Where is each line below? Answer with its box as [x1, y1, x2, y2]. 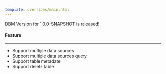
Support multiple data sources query [12, 53, 87, 59]
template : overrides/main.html [5, 7, 70, 12]
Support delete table [12, 63, 54, 69]
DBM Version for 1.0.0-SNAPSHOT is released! [5, 21, 100, 27]
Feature [5, 32, 21, 38]
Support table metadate [12, 58, 61, 64]
